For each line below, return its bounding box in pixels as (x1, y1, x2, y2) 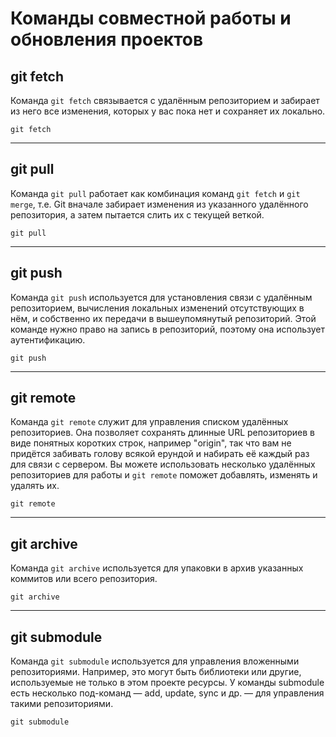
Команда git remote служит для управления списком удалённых (10, 416, 289, 428)
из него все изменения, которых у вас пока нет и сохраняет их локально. (10, 105, 326, 117)
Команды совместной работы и (10, 7, 292, 30)
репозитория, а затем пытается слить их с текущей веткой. (10, 208, 265, 221)
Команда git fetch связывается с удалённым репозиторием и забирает (10, 95, 320, 106)
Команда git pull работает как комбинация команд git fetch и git (10, 187, 301, 199)
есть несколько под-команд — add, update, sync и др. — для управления (10, 687, 325, 699)
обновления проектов (10, 28, 204, 51)
